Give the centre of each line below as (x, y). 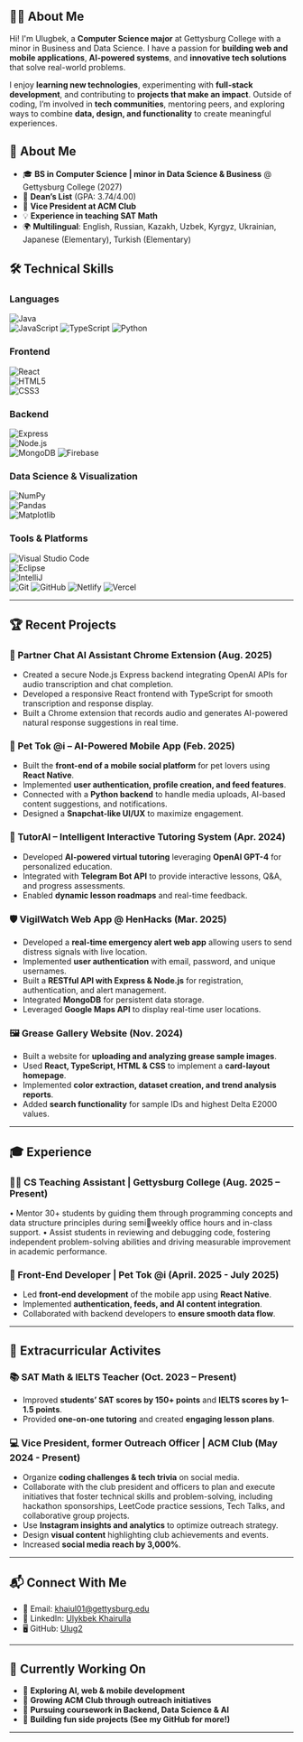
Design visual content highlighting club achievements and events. (145, 1535)
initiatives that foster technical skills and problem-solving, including (147, 1496)
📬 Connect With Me (68, 1583)
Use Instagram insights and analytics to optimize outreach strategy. (150, 1525)
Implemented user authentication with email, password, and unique (149, 962)
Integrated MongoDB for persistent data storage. (113, 1000)
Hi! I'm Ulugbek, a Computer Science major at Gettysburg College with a (145, 38)
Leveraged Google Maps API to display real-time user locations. (142, 1010)
